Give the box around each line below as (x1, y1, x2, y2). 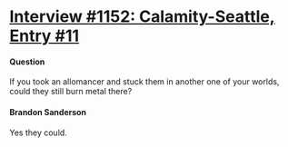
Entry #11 (9, 25, 80, 46)
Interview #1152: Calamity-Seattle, (9, 6, 275, 27)
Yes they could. (9, 127, 68, 138)
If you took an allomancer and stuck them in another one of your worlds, (9, 76, 280, 87)
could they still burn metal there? (9, 86, 133, 97)
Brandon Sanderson (9, 106, 87, 117)
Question (9, 56, 45, 67)
